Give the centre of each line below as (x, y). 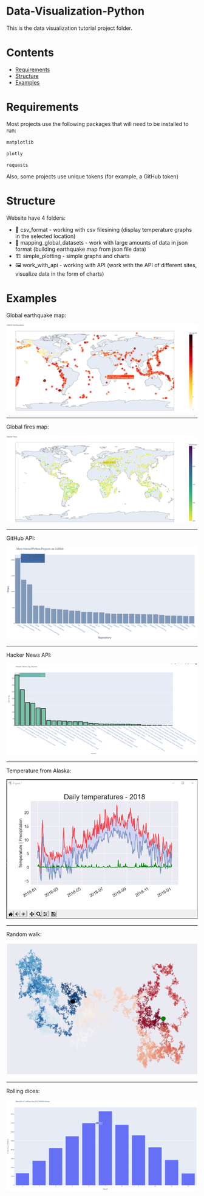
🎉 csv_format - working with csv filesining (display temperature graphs (104, 229)
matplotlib (20, 142)
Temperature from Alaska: (39, 771)
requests (17, 165)
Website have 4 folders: (36, 218)
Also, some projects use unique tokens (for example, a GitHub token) (93, 176)
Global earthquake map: (36, 315)
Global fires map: (28, 427)
